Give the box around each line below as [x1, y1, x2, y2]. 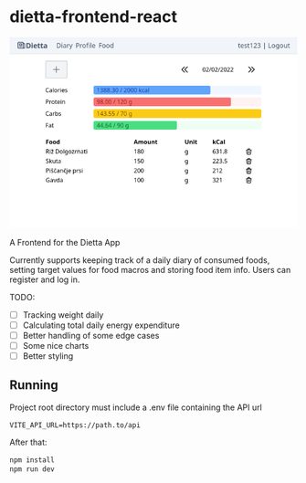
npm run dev [9, 464, 55, 474]
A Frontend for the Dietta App [9, 236, 121, 247]
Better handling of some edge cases [22, 330, 160, 341]
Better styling [22, 350, 74, 362]
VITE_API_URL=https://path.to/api [9, 420, 142, 430]
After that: [9, 436, 47, 447]
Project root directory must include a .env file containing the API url [9, 402, 262, 413]
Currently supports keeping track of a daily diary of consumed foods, [9, 254, 270, 266]
